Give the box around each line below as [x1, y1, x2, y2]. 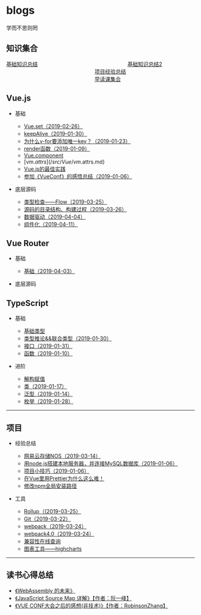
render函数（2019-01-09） [23, 145, 90, 152]
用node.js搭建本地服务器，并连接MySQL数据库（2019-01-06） [23, 460, 178, 467]
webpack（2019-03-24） [23, 523, 87, 530]
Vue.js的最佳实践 [23, 165, 66, 172]
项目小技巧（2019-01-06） [23, 468, 90, 474]
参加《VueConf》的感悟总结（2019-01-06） [23, 172, 133, 180]
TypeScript [6, 298, 49, 308]
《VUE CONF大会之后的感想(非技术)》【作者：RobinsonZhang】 [14, 602, 169, 609]
